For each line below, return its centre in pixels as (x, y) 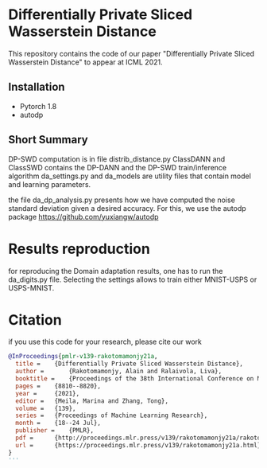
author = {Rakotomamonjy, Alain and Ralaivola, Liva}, (119, 372)
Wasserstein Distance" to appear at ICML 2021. (85, 62)
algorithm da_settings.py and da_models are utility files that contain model (130, 176)
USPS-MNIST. (31, 287)
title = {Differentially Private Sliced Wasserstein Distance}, (130, 364)
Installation (37, 87)
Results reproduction (79, 249)
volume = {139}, (46, 408)
